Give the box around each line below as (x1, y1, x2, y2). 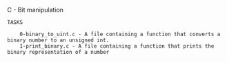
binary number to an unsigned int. (7, 37, 110, 44)
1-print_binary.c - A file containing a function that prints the (19, 43, 215, 50)
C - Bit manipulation (7, 6, 64, 14)
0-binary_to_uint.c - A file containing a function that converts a (19, 31, 221, 37)
